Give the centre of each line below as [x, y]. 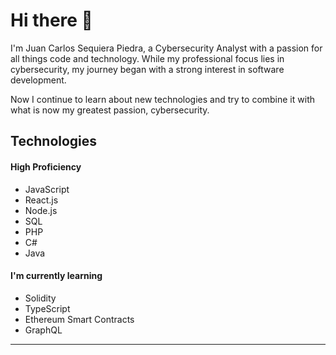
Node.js [41, 210]
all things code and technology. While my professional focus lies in [147, 58]
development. [38, 80]
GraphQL [43, 330]
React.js [41, 200]
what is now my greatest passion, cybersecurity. [110, 110]
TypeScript [47, 308]
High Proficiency [46, 166]
